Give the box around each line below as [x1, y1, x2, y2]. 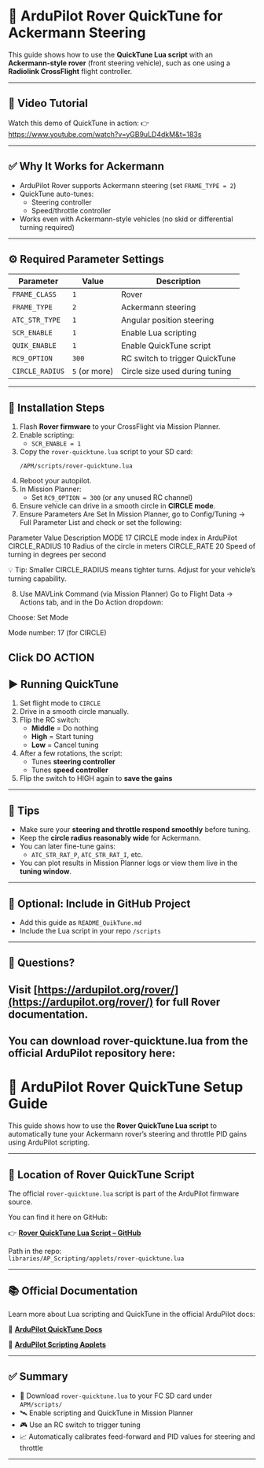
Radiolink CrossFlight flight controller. [8, 66, 133, 76]
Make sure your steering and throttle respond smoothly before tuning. [19, 825, 251, 834]
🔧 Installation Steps [8, 401, 105, 414]
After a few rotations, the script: [19, 749, 123, 758]
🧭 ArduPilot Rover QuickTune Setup [8, 1078, 244, 1096]
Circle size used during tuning [121, 366, 232, 377]
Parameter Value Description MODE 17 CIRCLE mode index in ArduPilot [8, 533, 238, 542]
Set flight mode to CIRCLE [19, 698, 101, 708]
